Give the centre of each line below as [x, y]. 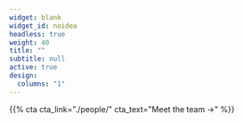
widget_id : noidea [43, 26]
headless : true [37, 34]
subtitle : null [37, 59]
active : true [33, 68]
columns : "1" [41, 84]
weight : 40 [29, 42]
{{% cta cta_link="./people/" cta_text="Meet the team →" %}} [122, 109]
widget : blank [36, 17]
